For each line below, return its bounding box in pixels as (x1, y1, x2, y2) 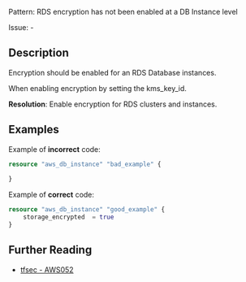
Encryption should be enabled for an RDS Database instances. (8, 67, 217, 77)
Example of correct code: (8, 190, 95, 200)
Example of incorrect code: (8, 144, 101, 154)
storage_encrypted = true (23, 213, 114, 222)
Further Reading (8, 243, 93, 257)
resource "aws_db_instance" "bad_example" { (8, 160, 162, 168)
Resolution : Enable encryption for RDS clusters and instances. (8, 99, 218, 109)
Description (8, 46, 69, 60)
